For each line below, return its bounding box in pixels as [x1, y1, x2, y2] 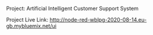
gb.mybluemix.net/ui [6, 23, 57, 29]
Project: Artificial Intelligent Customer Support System [6, 5, 139, 12]
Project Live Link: [6, 16, 49, 23]
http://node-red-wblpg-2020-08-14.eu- [49, 16, 147, 23]
